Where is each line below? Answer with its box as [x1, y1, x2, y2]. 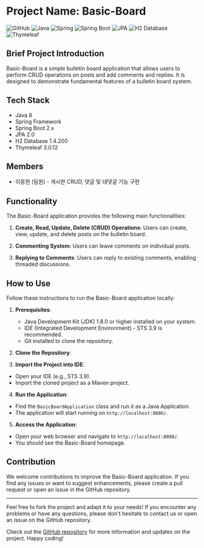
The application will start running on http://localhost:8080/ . [15, 409, 168, 416]
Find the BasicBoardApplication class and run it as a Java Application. [15, 403, 191, 410]
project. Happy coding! [6, 534, 64, 542]
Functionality [6, 196, 58, 206]
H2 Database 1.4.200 [15, 137, 68, 144]
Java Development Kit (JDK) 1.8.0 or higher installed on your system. [24, 318, 196, 325]
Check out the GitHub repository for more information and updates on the [6, 528, 190, 535]
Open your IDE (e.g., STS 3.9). [15, 373, 91, 380]
